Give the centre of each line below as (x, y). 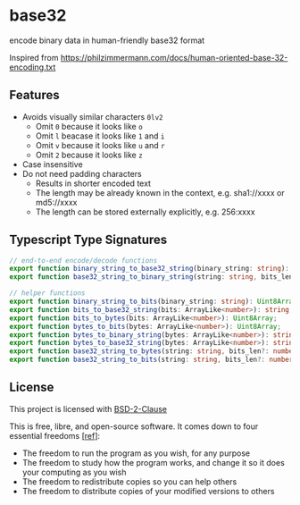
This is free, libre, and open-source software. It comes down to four (134, 426)
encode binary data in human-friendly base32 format (107, 40)
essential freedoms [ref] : (55, 435)
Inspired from (34, 57)
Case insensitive (52, 164)
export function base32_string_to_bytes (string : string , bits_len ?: (139, 351)
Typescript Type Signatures (88, 240)
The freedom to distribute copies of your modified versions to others (148, 491)
